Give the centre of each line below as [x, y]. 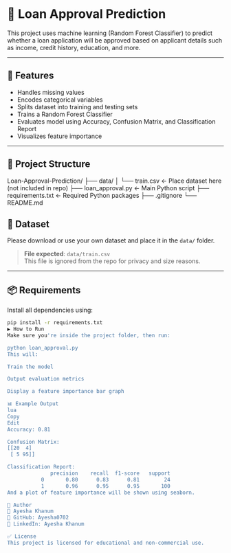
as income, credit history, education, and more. [74, 47]
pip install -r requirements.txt [55, 323]
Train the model [30, 367]
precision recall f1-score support [110, 473]
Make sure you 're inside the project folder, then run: [89, 335]
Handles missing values [51, 92]
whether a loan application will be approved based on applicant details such [115, 40]
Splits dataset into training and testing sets [77, 106]
